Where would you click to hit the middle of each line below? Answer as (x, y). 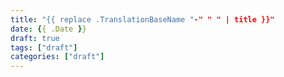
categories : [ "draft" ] (57, 57)
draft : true (35, 38)
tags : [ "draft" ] (44, 47)
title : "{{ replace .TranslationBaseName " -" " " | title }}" (142, 19)
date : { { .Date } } (48, 29)
